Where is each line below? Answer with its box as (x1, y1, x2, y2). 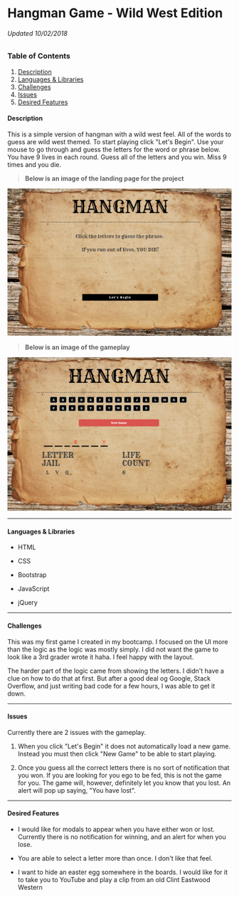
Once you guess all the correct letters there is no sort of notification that (17, 763, 230, 772)
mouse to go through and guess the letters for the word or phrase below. (7, 145, 221, 154)
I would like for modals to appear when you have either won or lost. (17, 825, 215, 833)
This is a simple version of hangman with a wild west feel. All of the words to (7, 130, 232, 139)
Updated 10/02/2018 (7, 29, 68, 37)
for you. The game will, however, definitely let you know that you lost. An (17, 778, 231, 787)
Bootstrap (17, 571, 47, 579)
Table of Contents (7, 51, 71, 61)
